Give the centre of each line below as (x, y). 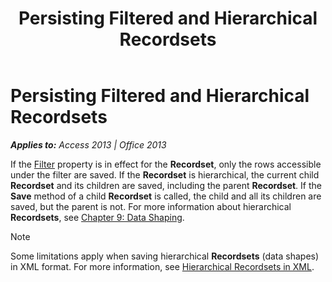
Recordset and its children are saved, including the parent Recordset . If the (166, 185)
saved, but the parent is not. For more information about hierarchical (151, 206)
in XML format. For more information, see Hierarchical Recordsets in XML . (162, 266)
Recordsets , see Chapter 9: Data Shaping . (97, 217)
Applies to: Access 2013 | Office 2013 (88, 144)
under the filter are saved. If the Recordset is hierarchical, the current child (165, 174)
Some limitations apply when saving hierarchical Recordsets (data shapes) (165, 256)
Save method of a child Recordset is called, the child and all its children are (166, 196)
